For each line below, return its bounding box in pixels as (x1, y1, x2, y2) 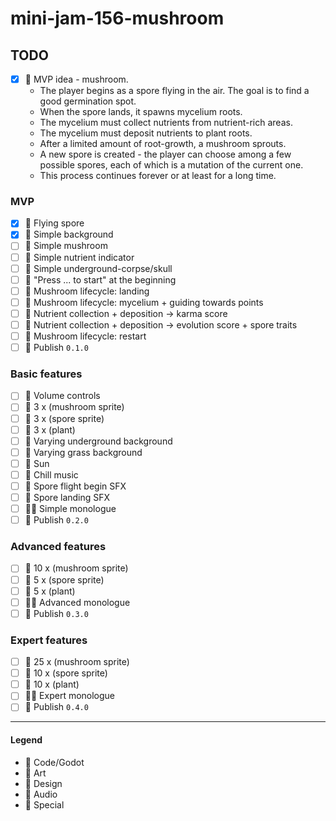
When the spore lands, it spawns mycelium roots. (39, 106, 243, 118)
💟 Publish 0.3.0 (24, 607, 89, 619)
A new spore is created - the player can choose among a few (39, 148, 292, 161)
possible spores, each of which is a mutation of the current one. (39, 159, 304, 171)
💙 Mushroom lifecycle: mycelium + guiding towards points (24, 296, 264, 308)
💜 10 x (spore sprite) (24, 667, 108, 679)
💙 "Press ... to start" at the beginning (24, 273, 177, 286)
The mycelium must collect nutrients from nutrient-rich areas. (39, 117, 293, 129)
